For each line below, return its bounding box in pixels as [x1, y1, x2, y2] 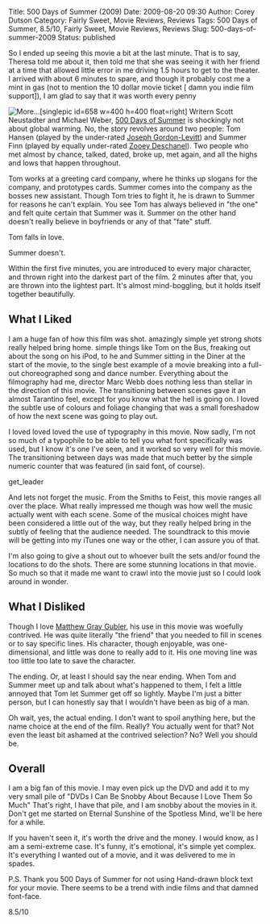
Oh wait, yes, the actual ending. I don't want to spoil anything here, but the [8, 713, 256, 722]
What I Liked [8, 312, 73, 326]
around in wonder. [8, 576, 69, 586]
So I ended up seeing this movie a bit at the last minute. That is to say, [8, 48, 240, 57]
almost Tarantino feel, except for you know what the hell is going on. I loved [8, 394, 260, 403]
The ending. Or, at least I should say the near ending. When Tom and [8, 671, 236, 681]
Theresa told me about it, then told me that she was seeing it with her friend [8, 56, 260, 66]
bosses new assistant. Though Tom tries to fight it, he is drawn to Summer [8, 191, 255, 200]
